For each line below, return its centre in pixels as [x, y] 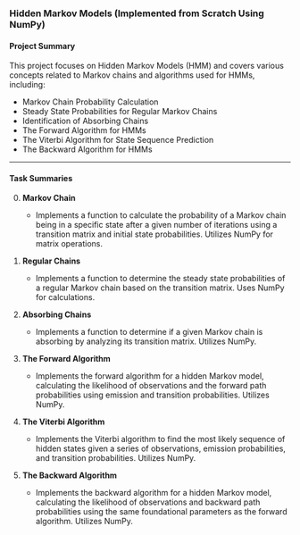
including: [28, 85]
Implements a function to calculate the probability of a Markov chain [161, 215]
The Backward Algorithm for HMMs [87, 149]
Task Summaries [41, 178]
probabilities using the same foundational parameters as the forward [161, 512]
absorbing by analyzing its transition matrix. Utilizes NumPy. [146, 341]
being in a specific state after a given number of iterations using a [156, 225]
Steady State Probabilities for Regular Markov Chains [120, 112]
